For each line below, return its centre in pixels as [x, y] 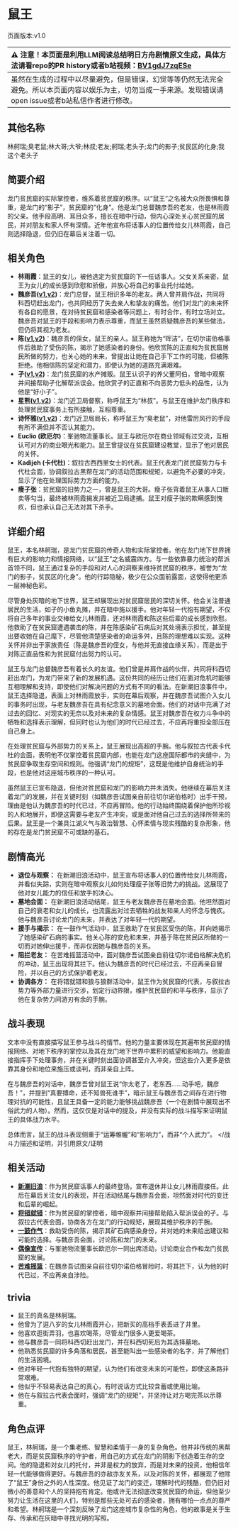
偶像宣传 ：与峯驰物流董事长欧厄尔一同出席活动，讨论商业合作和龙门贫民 [123, 1248]
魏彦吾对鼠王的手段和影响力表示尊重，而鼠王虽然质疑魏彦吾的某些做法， [123, 321]
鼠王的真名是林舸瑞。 [49, 1315]
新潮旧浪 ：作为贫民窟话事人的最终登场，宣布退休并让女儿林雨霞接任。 [120, 1186]
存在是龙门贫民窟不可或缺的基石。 [63, 832]
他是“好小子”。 [39, 392]
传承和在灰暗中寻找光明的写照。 [66, 1518]
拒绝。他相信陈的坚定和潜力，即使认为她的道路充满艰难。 [101, 365]
